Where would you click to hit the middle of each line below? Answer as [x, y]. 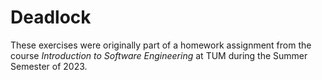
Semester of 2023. [49, 66]
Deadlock [51, 17]
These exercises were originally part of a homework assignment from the [161, 45]
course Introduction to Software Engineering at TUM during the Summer [159, 55]
